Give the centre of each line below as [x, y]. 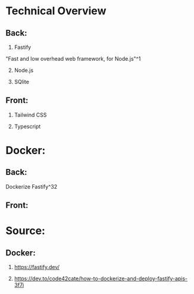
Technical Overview [56, 11]
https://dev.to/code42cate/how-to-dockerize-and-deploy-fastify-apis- [101, 279]
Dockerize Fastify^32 [32, 186]
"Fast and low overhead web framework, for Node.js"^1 [73, 59]
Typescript [27, 126]
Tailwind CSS [30, 115]
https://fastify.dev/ [37, 267]
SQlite [21, 82]
